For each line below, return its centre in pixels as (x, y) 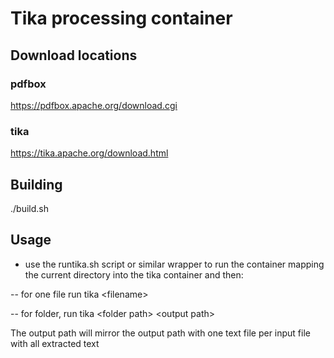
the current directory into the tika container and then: (134, 274)
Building (36, 184)
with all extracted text (55, 343)
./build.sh (29, 208)
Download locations (74, 55)
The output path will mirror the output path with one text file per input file (160, 333)
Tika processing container (121, 18)
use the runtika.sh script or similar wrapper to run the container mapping (174, 264)
